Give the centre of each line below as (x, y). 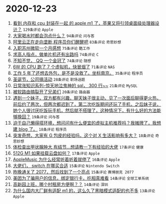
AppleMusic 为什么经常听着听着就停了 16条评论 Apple (66, 159)
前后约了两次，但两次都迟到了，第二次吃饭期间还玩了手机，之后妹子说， (87, 104)
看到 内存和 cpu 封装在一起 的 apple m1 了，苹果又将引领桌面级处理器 (84, 23)
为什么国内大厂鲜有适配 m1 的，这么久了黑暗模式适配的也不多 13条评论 (84, 191)
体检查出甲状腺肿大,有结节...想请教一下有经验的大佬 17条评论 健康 (78, 147)
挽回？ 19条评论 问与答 (39, 116)
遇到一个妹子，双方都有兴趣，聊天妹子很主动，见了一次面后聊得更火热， (87, 98)
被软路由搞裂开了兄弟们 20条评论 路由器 (51, 92)
